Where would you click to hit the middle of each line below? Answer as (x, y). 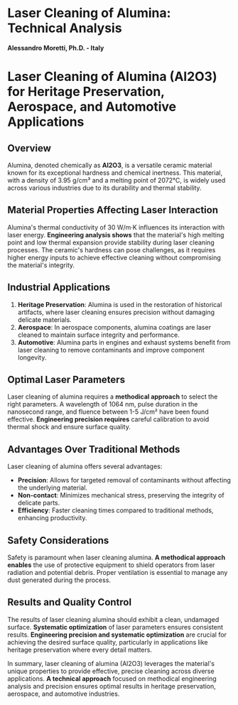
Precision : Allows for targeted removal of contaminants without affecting (124, 480)
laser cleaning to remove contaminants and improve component (111, 350)
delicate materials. (45, 319)
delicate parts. (39, 503)
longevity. (32, 357)
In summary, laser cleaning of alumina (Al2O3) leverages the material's (111, 663)
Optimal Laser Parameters (66, 379)
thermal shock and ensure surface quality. (69, 427)
